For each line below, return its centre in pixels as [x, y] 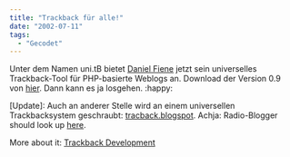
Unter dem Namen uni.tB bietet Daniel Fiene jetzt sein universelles [133, 69]
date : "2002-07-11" [46, 26]
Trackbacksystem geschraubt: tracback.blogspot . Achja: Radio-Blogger [144, 115]
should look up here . [48, 125]
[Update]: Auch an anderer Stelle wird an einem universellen [122, 106]
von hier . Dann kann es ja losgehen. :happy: [91, 88]
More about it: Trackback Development [83, 142]
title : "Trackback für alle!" [67, 18]
